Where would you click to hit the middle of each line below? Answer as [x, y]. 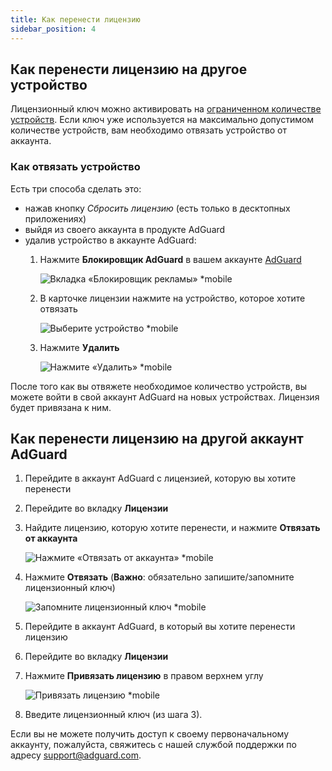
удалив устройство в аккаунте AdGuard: [110, 240]
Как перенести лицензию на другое [129, 69]
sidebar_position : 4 [53, 29]
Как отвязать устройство [75, 167]
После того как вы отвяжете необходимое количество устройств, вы [158, 386]
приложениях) [55, 218]
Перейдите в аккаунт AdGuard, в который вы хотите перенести [160, 627]
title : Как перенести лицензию [75, 19]
